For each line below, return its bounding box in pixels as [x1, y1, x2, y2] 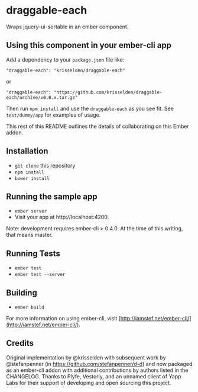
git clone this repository [14, 162, 76, 169]
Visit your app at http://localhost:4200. [14, 214, 109, 221]
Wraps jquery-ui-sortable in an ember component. [6, 23, 129, 30]
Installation [6, 146, 48, 156]
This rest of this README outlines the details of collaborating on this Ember [6, 123, 189, 130]
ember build [14, 304, 44, 310]
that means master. [6, 232, 53, 239]
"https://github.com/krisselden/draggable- [53, 89, 163, 95]
